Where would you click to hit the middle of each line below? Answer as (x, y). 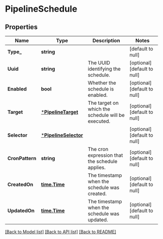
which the (99, 109)
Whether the (102, 83)
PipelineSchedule (41, 9)
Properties (21, 27)
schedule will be (106, 115)
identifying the (104, 69)
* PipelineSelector (62, 135)
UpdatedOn (21, 211)
